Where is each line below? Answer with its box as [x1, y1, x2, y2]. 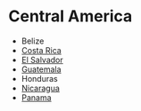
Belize [21, 36, 45, 46]
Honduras [21, 73, 59, 83]
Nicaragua [21, 83, 60, 93]
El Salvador [21, 54, 63, 65]
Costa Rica [21, 44, 62, 55]
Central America [8, 6, 133, 27]
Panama [21, 91, 52, 103]
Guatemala [21, 64, 62, 75]
